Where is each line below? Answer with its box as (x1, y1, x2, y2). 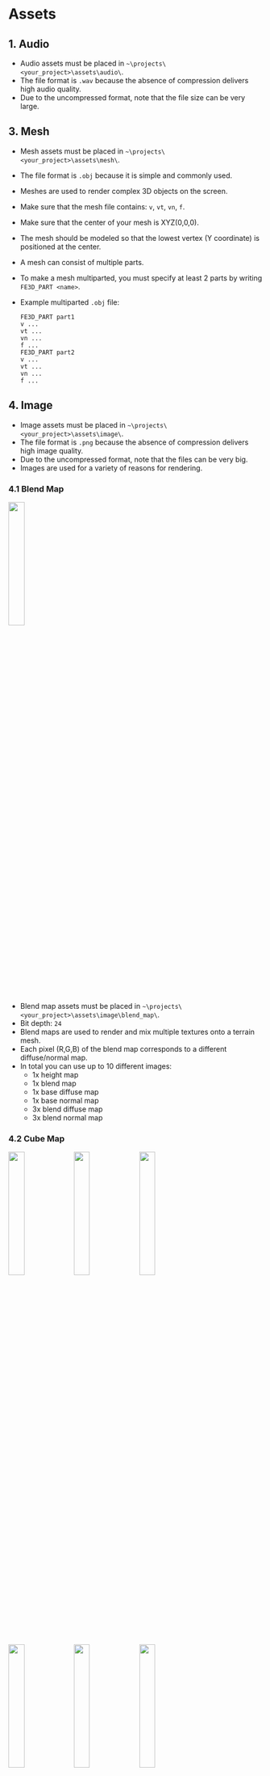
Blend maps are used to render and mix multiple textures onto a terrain (19, 1027, 255, 1036)
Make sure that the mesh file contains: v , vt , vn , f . (19, 201, 185, 211)
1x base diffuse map (31, 1086, 99, 1096)
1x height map (31, 1069, 79, 1079)
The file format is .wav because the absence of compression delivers (19, 76, 249, 85)
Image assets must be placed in (19, 420, 127, 429)
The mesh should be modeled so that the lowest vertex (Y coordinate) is (19, 233, 260, 243)
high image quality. (19, 445, 84, 455)
